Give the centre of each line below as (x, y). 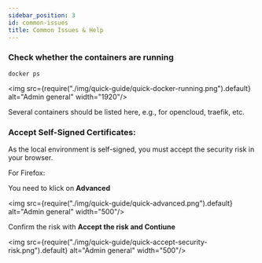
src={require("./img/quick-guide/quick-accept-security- (117, 242)
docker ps (24, 74)
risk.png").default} (38, 250)
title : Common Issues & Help (56, 30)
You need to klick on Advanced (59, 188)
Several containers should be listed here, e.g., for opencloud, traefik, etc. (127, 111)
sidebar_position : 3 (42, 15)
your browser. (31, 157)
